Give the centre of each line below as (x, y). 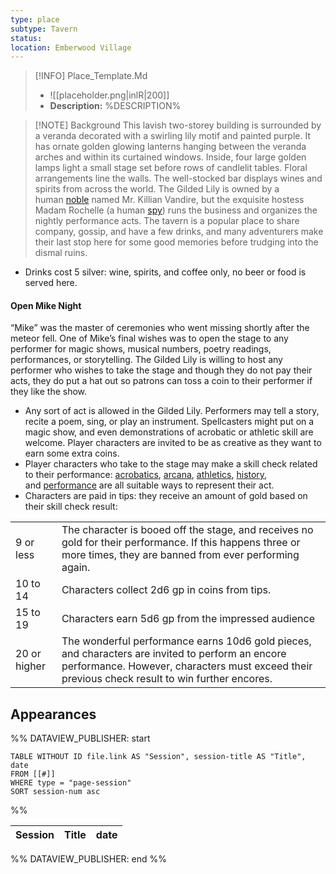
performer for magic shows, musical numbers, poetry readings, (141, 349)
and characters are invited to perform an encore (174, 654)
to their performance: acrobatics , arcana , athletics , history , (146, 475)
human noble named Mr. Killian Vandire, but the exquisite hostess (169, 200)
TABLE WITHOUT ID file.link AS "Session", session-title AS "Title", (158, 757)
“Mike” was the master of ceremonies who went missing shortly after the (160, 328)
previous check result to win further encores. (167, 679)
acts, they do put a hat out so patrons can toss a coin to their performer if (161, 381)
